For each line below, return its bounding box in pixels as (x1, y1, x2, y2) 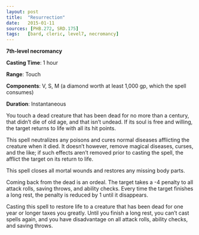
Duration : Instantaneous (6, 100, 66, 108)
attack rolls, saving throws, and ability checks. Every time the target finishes (6, 185, 194, 192)
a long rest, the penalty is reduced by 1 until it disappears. (6, 191, 148, 198)
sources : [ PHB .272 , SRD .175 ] (6, 25, 79, 32)
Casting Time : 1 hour (6, 59, 59, 67)
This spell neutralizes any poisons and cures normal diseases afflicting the (6, 136, 190, 144)
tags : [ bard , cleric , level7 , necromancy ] (6, 31, 119, 37)
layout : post (6, 8, 39, 15)
